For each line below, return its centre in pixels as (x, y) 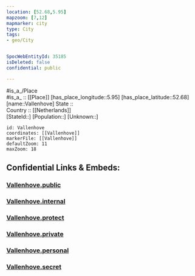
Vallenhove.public (34, 185)
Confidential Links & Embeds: (63, 168)
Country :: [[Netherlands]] (39, 110)
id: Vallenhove (26, 128)
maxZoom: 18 (21, 149)
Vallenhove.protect (35, 218)
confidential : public (34, 68)
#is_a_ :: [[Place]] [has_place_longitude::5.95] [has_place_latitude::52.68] (98, 97)
